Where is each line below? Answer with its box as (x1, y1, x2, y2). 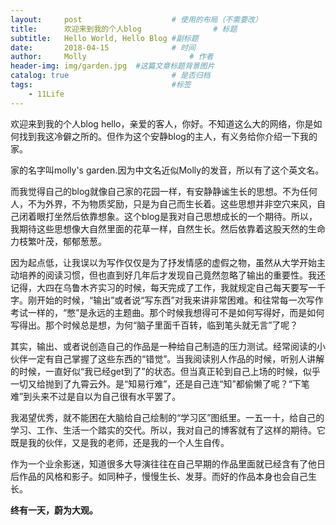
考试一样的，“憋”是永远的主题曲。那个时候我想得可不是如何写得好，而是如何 (10, 306, 325, 318)
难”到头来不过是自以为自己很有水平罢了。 (10, 390, 182, 402)
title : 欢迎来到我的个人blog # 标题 (10, 24, 238, 34)
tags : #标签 (10, 80, 192, 90)
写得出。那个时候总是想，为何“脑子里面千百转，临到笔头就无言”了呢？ (10, 319, 299, 331)
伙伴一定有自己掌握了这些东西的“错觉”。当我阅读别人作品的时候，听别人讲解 (10, 352, 325, 365)
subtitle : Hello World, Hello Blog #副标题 (10, 33, 199, 43)
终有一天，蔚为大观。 (10, 504, 98, 516)
